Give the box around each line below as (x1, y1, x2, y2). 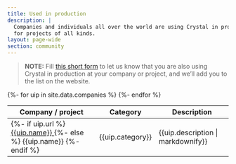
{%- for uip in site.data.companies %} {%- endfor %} (7, 90, 162, 99)
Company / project (20, 107, 84, 116)
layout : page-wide (7, 36, 61, 43)
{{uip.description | (159, 128, 218, 137)
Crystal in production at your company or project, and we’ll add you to (24, 69, 228, 78)
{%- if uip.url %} (11, 119, 66, 128)
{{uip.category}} (99, 132, 152, 142)
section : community (7, 43, 65, 50)
